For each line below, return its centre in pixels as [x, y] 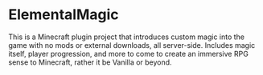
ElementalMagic [64, 15]
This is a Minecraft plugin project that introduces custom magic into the [127, 37]
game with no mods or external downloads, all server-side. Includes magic [132, 45]
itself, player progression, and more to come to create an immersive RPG [129, 53]
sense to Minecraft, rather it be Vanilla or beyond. [90, 62]
